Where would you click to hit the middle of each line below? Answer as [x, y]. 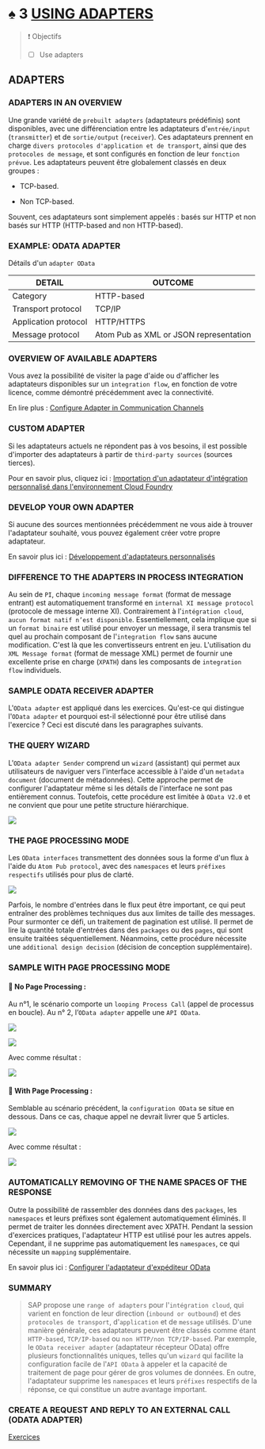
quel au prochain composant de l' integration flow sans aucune [113, 636]
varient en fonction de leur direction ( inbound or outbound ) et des [134, 1313]
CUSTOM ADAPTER [47, 429]
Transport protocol [47, 309]
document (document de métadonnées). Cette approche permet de [116, 779]
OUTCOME [173, 282]
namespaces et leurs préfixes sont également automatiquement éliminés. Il [127, 1218]
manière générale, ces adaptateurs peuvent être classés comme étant [142, 1330]
